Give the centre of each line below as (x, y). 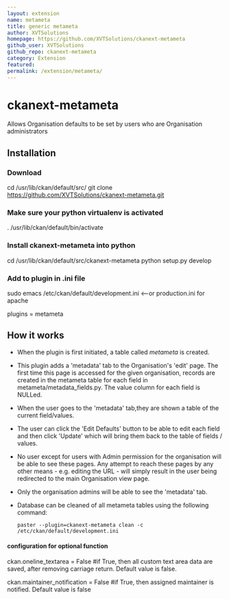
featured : (21, 65)
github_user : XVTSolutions (46, 45)
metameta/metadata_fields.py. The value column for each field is (109, 387)
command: (32, 512)
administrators (27, 131)
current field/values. (46, 415)
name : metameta (29, 20)
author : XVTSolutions (38, 33)
